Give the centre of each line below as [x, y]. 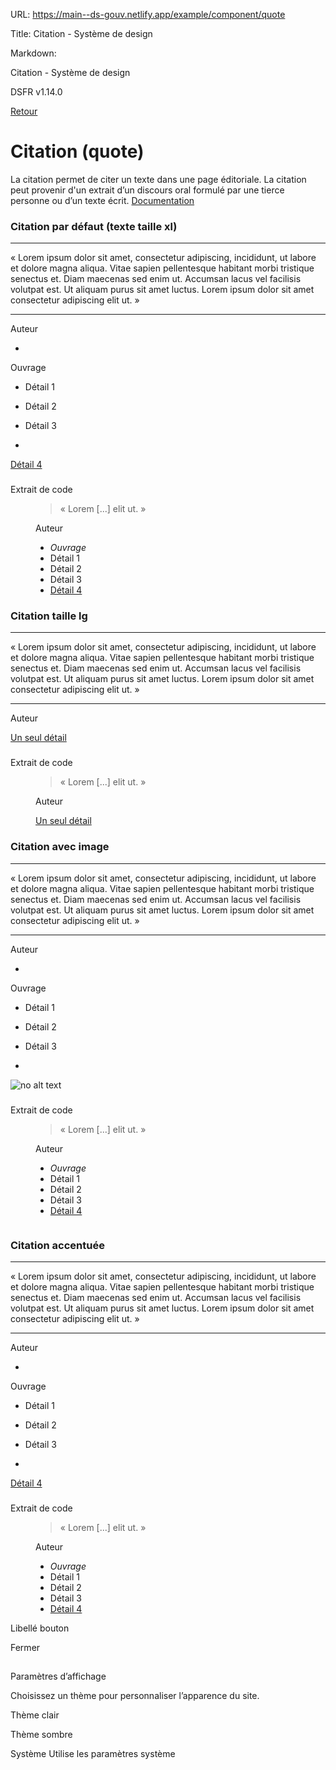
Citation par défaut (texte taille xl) [94, 226]
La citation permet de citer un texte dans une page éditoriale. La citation [158, 179]
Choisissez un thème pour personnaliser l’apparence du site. [135, 1696]
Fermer [25, 1647]
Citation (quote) [77, 151]
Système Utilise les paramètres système [93, 1754]
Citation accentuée [57, 1245]
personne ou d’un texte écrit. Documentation [102, 200]
